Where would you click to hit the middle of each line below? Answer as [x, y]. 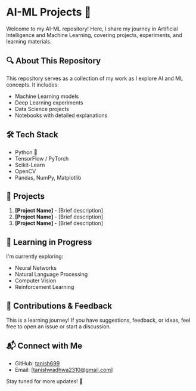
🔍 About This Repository [54, 61]
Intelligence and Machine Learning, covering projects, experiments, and [94, 35]
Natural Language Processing [51, 275]
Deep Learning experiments [49, 102]
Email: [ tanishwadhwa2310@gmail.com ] [64, 370]
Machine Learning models [47, 96]
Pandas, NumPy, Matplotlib [48, 177]
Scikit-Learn [30, 165]
